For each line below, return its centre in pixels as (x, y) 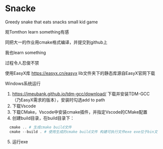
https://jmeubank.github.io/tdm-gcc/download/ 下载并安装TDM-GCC (81, 94)
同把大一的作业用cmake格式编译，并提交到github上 (56, 42)
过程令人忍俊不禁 (22, 63)
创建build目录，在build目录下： (43, 118)
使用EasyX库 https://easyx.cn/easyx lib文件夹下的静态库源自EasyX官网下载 (80, 73)
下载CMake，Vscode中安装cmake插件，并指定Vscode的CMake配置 (80, 112)
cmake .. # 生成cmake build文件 (41, 127)
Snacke (20, 8)
